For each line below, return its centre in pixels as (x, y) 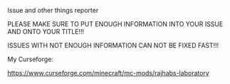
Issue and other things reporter (53, 10)
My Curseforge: (30, 59)
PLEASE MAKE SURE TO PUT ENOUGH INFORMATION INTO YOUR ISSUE (115, 24)
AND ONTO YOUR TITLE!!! (46, 32)
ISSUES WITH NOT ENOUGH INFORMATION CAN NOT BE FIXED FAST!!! (113, 45)
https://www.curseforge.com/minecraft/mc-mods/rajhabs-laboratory (109, 73)
